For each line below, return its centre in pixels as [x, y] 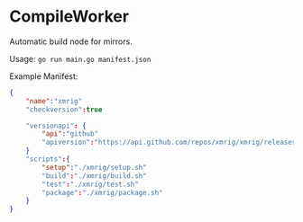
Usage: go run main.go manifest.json [80, 58]
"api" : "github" [70, 134]
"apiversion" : [68, 142]
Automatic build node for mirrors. [71, 41]
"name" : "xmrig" [54, 101]
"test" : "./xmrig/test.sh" [91, 184]
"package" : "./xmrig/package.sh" [103, 192]
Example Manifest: [44, 76]
